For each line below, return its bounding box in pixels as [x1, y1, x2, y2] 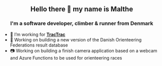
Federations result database [10, 42, 68, 48]
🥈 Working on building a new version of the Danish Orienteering [10, 36, 142, 42]
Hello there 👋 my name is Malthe [30, 5, 133, 13]
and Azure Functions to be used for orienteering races [10, 54, 122, 60]
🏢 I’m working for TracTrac [10, 31, 66, 37]
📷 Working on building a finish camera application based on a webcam [10, 47, 157, 53]
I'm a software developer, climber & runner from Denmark [10, 20, 153, 27]
